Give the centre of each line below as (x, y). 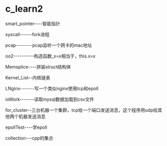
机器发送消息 (32, 116)
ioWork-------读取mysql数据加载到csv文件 (50, 99)
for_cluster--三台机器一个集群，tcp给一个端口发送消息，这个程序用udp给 (81, 110)
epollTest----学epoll (26, 127)
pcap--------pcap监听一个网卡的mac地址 (49, 45)
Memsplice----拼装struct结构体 (38, 67)
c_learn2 (24, 9)
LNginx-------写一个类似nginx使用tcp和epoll (52, 88)
